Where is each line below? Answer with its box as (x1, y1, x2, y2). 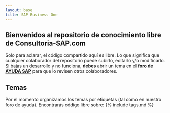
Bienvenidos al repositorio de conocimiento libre (5, 31, 161, 40)
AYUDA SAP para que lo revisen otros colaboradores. (5, 68, 118, 74)
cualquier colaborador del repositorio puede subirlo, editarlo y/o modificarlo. (5, 58, 165, 64)
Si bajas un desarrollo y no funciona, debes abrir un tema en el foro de (5, 63, 153, 69)
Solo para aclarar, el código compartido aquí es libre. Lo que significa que (5, 52, 160, 58)
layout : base (5, 7, 33, 13)
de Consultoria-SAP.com (5, 39, 86, 47)
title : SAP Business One (5, 12, 58, 17)
